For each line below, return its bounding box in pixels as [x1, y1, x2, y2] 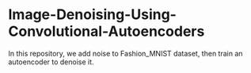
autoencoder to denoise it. [8, 57, 94, 67]
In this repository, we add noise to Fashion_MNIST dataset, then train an [8, 48, 243, 58]
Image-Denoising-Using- [8, 6, 177, 24]
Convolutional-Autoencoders [8, 22, 205, 40]
